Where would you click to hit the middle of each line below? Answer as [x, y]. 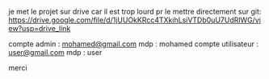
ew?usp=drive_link [40, 28]
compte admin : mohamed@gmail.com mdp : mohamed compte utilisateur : [133, 44]
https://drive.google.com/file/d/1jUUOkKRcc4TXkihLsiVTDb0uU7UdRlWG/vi [134, 20]
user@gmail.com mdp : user [55, 52]
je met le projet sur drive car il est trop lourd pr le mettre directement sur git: [135, 12]
